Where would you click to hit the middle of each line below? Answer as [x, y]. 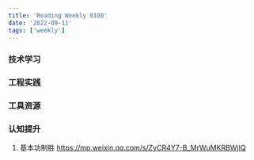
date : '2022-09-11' [40, 23]
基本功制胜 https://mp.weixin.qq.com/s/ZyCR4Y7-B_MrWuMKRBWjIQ [133, 148]
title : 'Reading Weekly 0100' [58, 15]
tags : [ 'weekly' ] [37, 30]
